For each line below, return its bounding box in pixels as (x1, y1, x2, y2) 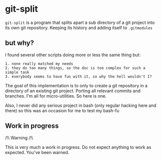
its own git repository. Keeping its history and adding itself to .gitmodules (5, 24, 153, 30)
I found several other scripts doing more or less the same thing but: (5, 52, 141, 58)
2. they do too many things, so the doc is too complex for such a (5, 65, 146, 70)
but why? (5, 39, 34, 47)
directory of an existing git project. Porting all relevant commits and (5, 88, 141, 94)
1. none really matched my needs (5, 61, 73, 66)
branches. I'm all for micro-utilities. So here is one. (5, 93, 107, 99)
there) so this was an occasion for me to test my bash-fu (5, 107, 119, 113)
